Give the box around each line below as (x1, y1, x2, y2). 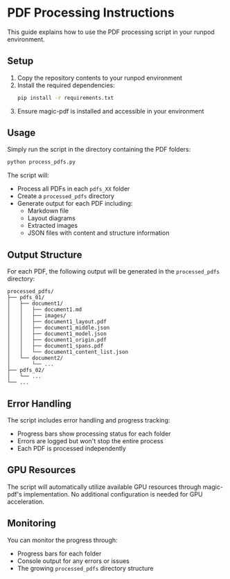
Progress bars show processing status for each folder (17, 429, 171, 438)
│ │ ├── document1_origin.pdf (7, 337, 107, 344)
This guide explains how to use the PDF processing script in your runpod (7, 28, 215, 36)
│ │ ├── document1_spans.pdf (7, 343, 104, 350)
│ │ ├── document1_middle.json (7, 324, 110, 332)
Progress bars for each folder (17, 549, 102, 558)
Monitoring (7, 517, 57, 529)
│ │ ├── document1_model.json (7, 330, 107, 337)
